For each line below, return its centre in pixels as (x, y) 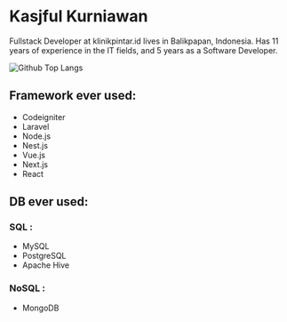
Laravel (36, 126)
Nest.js (35, 145)
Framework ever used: (73, 96)
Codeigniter (44, 117)
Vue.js (34, 155)
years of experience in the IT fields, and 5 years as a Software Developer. (143, 50)
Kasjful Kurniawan (79, 16)
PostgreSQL (44, 256)
